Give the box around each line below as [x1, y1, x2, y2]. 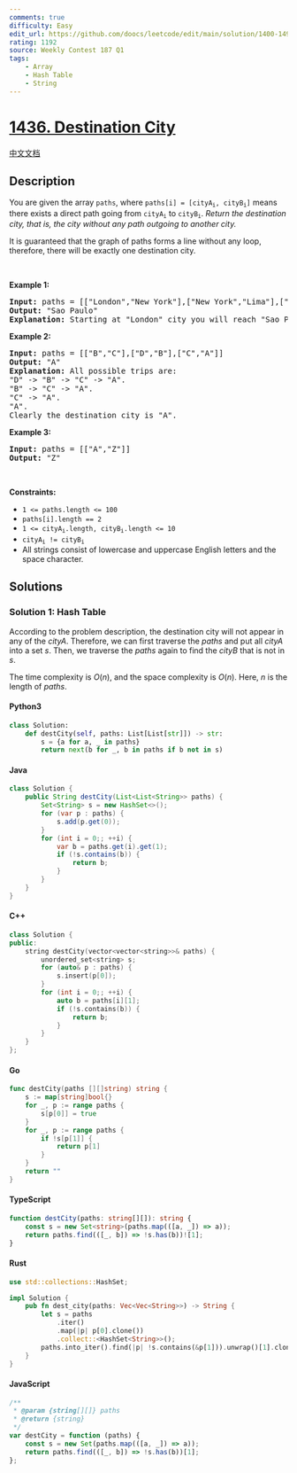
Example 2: [9, 331, 51, 342]
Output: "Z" [9, 453, 61, 464]
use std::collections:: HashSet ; [9, 1277, 128, 1286]
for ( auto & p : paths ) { [41, 963, 133, 972]
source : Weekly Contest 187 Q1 [9, 46, 125, 55]
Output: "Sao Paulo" [9, 306, 99, 316]
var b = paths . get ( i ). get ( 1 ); [56, 842, 168, 851]
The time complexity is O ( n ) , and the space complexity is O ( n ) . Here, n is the [9, 671, 288, 682]
